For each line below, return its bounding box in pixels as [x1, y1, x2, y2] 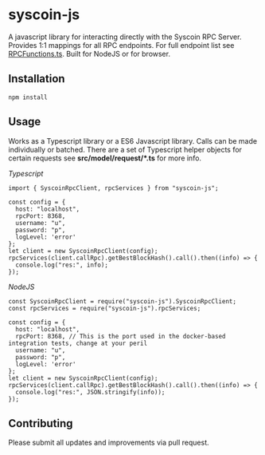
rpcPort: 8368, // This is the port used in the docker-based [15, 332, 226, 340]
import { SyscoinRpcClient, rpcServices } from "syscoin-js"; [8, 184, 219, 192]
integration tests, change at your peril [8, 339, 148, 347]
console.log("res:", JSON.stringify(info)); [15, 388, 166, 396]
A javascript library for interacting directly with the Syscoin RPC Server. [8, 32, 242, 42]
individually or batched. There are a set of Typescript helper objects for [8, 144, 243, 154]
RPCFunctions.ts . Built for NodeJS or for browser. [8, 49, 171, 58]
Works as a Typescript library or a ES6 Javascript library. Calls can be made [8, 136, 257, 145]
